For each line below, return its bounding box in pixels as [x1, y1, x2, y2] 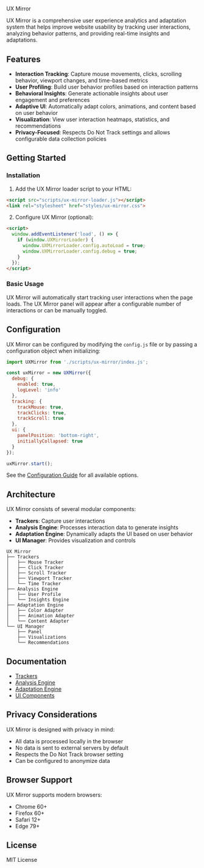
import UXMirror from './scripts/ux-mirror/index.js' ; [6, 359, 149, 365]
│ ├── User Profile [6, 592, 62, 598]
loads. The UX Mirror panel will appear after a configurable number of [6, 300, 181, 307]
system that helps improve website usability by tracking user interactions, [6, 23, 191, 31]
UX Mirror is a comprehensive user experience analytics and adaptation [6, 17, 187, 24]
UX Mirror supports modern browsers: [6, 791, 102, 798]
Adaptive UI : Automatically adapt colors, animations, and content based [15, 103, 196, 110]
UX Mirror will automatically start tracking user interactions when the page [6, 293, 193, 301]
